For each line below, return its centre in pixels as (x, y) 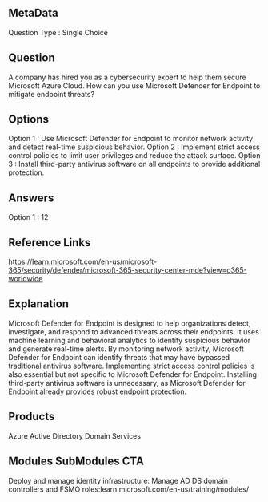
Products (32, 417)
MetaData (33, 13)
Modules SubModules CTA (76, 462)
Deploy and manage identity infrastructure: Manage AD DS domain (118, 480)
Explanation (39, 304)
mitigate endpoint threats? (51, 94)
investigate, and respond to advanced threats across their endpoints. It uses (134, 331)
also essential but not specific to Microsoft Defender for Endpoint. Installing (133, 374)
